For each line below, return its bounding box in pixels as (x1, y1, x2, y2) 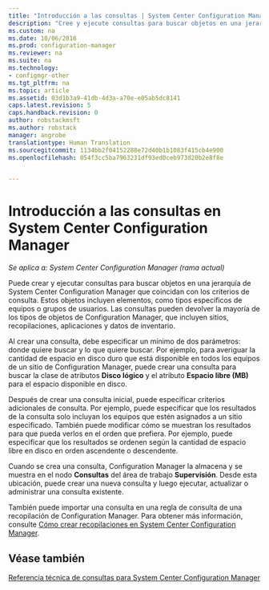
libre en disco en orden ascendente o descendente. (8, 446, 179, 456)
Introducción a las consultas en (8, 202, 222, 221)
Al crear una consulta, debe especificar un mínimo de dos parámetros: (8, 336, 241, 346)
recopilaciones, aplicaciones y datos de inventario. (8, 321, 176, 331)
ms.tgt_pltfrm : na (8, 79, 70, 87)
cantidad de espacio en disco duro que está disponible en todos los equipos (8, 354, 260, 364)
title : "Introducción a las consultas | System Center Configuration (8, 11, 246, 20)
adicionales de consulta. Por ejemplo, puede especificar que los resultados (8, 403, 257, 413)
